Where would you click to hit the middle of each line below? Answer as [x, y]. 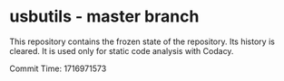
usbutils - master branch [104, 17]
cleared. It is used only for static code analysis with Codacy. [122, 50]
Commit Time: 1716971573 [58, 68]
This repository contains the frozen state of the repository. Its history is [142, 41]
